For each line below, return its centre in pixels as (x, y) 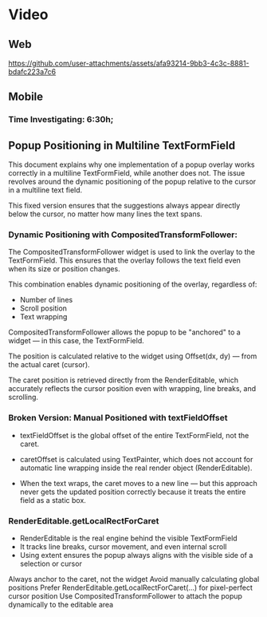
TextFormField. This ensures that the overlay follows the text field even (125, 260)
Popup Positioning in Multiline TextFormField (122, 145)
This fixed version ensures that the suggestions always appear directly (124, 206)
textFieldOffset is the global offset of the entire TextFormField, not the (134, 435)
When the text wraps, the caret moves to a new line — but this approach (138, 483)
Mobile (26, 97)
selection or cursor (51, 564)
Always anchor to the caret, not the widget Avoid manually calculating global (134, 579)
